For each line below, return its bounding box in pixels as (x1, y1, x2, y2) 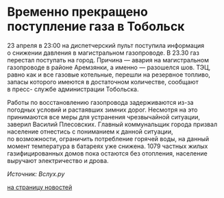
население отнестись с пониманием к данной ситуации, (7, 127, 173, 136)
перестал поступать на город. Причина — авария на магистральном (7, 55, 209, 64)
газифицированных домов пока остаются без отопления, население (7, 149, 208, 158)
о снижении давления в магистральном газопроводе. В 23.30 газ (7, 49, 200, 57)
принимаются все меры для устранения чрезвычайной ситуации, (7, 112, 201, 121)
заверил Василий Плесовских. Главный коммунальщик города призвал (7, 120, 218, 128)
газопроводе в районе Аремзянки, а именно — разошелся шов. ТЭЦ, (7, 63, 211, 71)
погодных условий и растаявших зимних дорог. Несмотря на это (7, 106, 198, 114)
